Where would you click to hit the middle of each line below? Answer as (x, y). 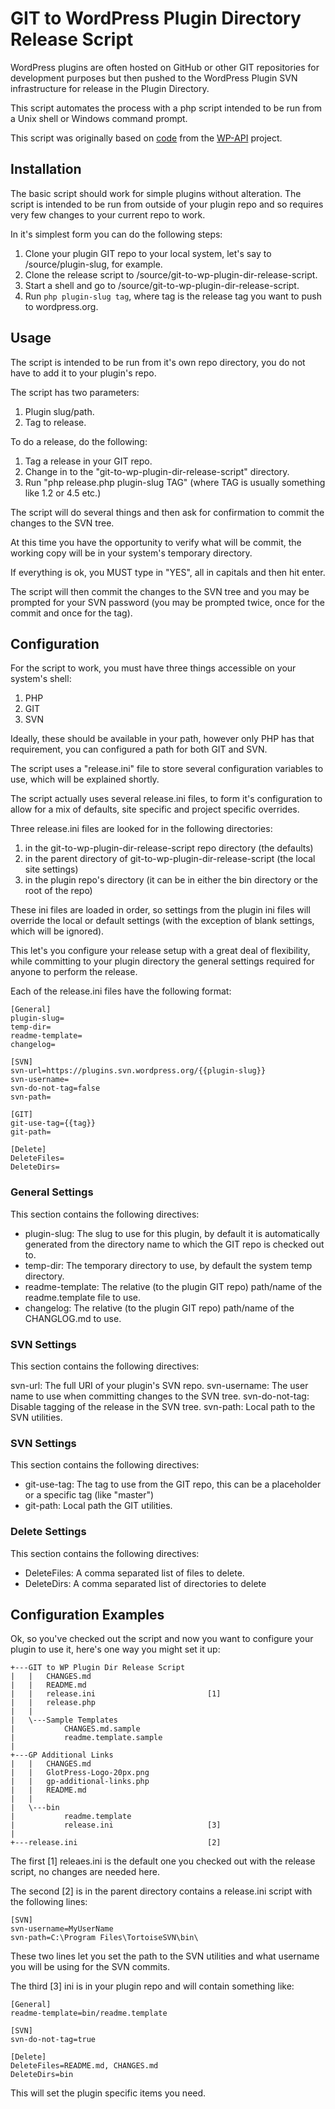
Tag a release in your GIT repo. (88, 461)
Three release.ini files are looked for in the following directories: (141, 829)
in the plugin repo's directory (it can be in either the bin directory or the (171, 880)
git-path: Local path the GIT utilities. (98, 1506)
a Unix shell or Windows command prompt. (99, 118)
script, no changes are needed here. (85, 1872)
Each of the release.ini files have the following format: (121, 991)
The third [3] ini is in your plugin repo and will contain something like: (152, 1986)
